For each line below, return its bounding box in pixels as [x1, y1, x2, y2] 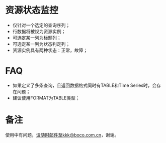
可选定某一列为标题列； [12, 35, 61, 41]
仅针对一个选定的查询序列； [12, 22, 70, 28]
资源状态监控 [5, 5, 59, 16]
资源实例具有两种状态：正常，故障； [12, 47, 88, 53]
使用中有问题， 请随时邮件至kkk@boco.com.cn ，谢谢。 [5, 131, 119, 138]
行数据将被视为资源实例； [12, 28, 66, 34]
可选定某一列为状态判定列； [12, 41, 70, 47]
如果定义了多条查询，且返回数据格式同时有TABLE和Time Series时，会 [12, 82, 157, 88]
